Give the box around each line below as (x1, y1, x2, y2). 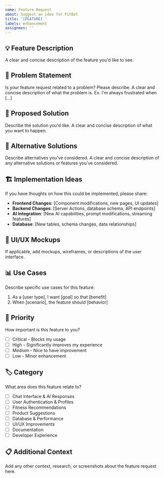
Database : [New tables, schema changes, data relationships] (12, 221, 137, 227)
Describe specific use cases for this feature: (5, 284, 95, 290)
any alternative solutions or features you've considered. (5, 160, 118, 166)
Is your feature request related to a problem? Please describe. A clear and (5, 84, 155, 90)
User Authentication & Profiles (12, 398, 74, 405)
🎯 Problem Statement (5, 71, 72, 80)
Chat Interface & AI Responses (12, 393, 75, 399)
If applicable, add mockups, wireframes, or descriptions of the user (5, 249, 142, 254)
